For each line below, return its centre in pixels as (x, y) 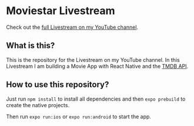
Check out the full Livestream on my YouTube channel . (72, 27)
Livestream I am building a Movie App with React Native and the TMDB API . (97, 66)
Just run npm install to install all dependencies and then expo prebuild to (96, 99)
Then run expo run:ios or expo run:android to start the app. (79, 117)
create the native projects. (38, 105)
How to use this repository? (58, 84)
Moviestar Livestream (61, 11)
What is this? (31, 46)
